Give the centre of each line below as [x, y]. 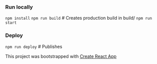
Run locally [19, 7]
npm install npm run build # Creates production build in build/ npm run [79, 18]
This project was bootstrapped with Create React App [61, 56]
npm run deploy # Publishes [34, 46]
